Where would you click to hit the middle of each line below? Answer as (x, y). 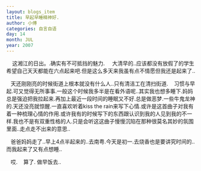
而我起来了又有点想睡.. (34, 149)
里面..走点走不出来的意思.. (39, 129)
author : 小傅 (22, 23)
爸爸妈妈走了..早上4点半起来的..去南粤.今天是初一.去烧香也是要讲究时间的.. (103, 141)
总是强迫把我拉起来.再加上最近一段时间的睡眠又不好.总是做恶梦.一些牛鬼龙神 (101, 98)
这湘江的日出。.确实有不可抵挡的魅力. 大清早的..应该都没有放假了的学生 (103, 63)
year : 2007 (20, 46)
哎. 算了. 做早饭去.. (36, 162)
